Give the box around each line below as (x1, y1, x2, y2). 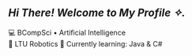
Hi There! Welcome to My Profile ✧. (8, 6, 186, 20)
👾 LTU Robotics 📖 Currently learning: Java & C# (8, 39, 163, 48)
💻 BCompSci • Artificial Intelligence (8, 28, 126, 37)
